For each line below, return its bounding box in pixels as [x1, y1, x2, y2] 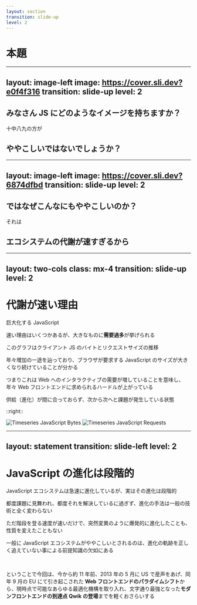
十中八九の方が [6, 124, 42, 132]
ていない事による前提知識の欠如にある [21, 547, 114, 553]
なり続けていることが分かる [11, 363, 78, 370]
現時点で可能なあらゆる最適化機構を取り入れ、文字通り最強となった [16, 585, 181, 592]
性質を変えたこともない [6, 527, 63, 534]
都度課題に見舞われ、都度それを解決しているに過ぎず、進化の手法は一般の [6, 500, 186, 506]
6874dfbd [6, 180, 43, 190]
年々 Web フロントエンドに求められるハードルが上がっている [6, 383, 154, 390]
